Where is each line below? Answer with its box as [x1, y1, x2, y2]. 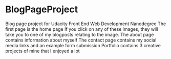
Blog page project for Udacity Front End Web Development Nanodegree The [5, 21, 166, 27]
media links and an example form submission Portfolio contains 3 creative [5, 42, 161, 48]
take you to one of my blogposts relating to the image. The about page [5, 31, 154, 37]
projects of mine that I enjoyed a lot [5, 48, 80, 54]
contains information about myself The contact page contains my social [5, 37, 157, 43]
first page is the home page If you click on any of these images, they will [5, 26, 158, 32]
